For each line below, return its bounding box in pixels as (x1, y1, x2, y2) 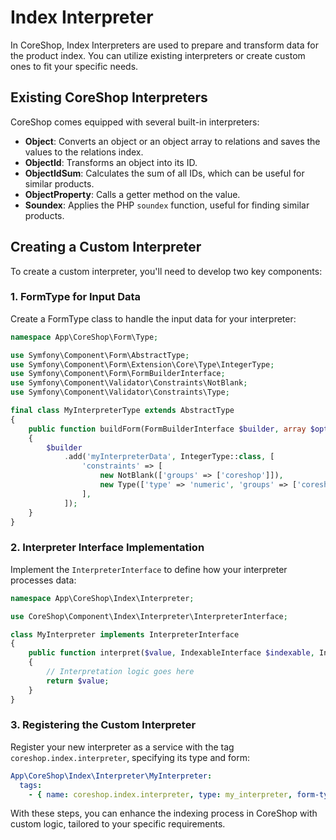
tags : (19, 780, 43, 790)
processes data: (10, 574, 77, 586)
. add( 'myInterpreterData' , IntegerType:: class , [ (63, 452, 275, 462)
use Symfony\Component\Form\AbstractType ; (10, 350, 190, 360)
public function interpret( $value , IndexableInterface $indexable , (28, 648, 315, 658)
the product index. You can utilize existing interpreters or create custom (10, 49, 306, 61)
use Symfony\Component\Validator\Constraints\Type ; (10, 387, 230, 398)
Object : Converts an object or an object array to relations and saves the (24, 135, 321, 147)
